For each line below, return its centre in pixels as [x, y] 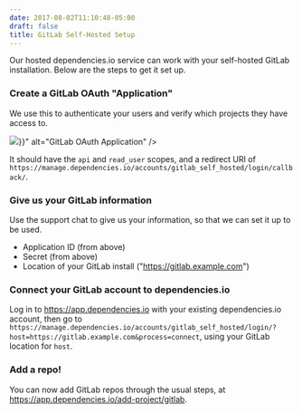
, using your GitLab [235, 337]
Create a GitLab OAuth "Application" [91, 93]
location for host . [41, 346]
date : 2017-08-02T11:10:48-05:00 [72, 18]
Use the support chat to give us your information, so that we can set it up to [150, 219]
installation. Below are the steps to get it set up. [98, 70]
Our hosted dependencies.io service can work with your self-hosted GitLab [150, 61]
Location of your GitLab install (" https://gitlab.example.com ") [136, 266]
